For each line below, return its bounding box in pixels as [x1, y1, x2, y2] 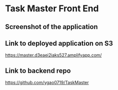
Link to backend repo [5, 66, 71, 75]
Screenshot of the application [5, 23, 98, 31]
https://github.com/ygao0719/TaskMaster [5, 80, 89, 86]
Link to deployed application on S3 [5, 39, 113, 47]
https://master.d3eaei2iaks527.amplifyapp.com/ [5, 52, 102, 58]
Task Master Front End [5, 3, 99, 14]
